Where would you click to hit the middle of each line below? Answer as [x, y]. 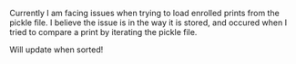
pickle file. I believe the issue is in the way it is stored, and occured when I [148, 23]
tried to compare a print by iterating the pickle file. [103, 32]
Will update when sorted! [56, 50]
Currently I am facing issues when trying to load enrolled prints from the [144, 13]
